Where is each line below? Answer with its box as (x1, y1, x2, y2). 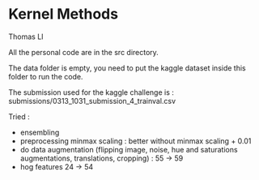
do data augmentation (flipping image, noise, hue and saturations (19, 144, 238, 154)
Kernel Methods (8, 5, 119, 24)
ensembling (19, 127, 60, 137)
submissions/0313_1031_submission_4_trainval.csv (8, 96, 176, 105)
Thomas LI (8, 32, 44, 41)
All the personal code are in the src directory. (8, 47, 159, 57)
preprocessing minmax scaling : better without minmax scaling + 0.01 (19, 135, 252, 146)
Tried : (8, 111, 30, 122)
